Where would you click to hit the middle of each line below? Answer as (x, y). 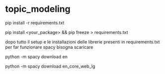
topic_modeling (38, 9)
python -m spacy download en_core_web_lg (50, 66)
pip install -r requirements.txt (35, 23)
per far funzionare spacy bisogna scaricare (49, 47)
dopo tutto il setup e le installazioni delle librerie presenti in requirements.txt (82, 42)
